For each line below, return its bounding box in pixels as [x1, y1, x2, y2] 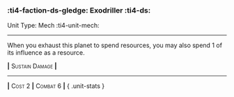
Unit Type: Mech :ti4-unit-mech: [7, 21, 100, 30]
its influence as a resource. [7, 48, 85, 57]
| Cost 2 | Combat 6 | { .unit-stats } [7, 82, 105, 90]
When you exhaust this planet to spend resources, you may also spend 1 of [7, 41, 223, 50]
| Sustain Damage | [7, 62, 57, 71]
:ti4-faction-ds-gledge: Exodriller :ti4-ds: [7, 6, 151, 15]
